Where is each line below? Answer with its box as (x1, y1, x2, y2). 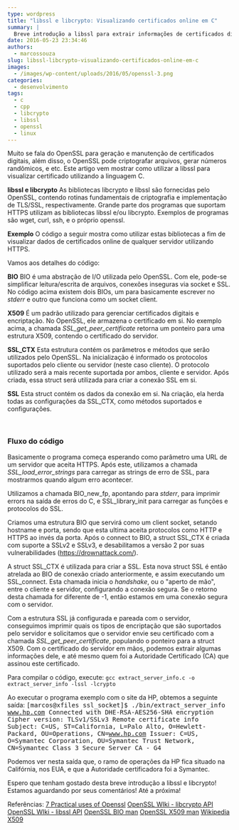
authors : (7, 43, 33, 51)
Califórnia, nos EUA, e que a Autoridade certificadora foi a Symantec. (7, 764, 211, 773)
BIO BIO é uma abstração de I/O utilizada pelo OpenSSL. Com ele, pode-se (7, 272, 228, 281)
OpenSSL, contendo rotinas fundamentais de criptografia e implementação (7, 193, 228, 202)
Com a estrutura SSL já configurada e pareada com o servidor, (7, 613, 191, 622)
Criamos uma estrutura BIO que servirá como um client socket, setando (7, 518, 218, 526)
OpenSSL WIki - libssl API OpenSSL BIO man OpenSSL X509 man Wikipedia (7, 807, 230, 816)
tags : (7, 90, 23, 97)
